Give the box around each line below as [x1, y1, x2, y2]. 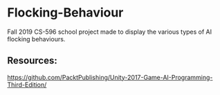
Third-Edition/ [7, 81, 47, 89]
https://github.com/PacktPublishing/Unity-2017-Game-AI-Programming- [7, 73, 213, 81]
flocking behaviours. [7, 34, 66, 43]
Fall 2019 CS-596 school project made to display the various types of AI [7, 28, 212, 36]
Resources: [7, 55, 57, 67]
